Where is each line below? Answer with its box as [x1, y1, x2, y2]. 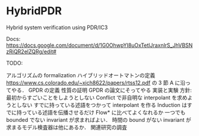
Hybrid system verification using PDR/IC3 [6, 24, 108, 31]
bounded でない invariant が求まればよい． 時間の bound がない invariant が [6, 116, 191, 123]
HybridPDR [6, 4, 62, 18]
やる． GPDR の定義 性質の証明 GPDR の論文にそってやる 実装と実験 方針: [11, 86, 192, 93]
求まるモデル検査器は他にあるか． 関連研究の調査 [6, 124, 128, 131]
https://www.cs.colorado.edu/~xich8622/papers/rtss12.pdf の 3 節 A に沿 [6, 79, 186, 86]
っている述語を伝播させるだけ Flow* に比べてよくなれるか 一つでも [21, 109, 186, 116]
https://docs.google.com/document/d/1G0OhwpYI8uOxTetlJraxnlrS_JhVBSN [6, 42, 193, 49]
